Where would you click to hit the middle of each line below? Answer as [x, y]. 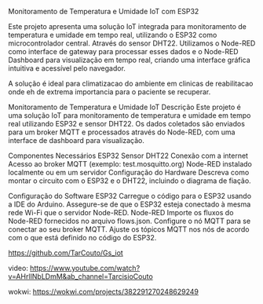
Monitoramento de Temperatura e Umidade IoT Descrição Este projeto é [124, 107]
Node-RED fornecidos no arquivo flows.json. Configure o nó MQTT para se [130, 221]
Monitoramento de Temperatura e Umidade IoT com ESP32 [104, 11]
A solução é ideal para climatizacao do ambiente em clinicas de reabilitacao [131, 83]
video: [18, 268]
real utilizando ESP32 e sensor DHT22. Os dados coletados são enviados [127, 124]
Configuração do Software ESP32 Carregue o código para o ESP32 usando [130, 196]
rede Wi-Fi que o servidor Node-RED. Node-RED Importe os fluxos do [121, 212]
